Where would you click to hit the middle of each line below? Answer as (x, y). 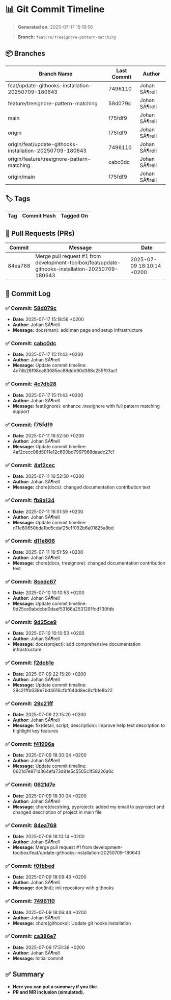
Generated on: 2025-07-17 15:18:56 (55, 27)
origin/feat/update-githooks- (43, 144)
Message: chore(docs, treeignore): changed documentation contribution (89, 563)
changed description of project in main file (57, 812)
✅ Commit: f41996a (30, 744)
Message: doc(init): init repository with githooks (63, 888)
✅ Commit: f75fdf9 (29, 425)
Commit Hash (39, 215)
